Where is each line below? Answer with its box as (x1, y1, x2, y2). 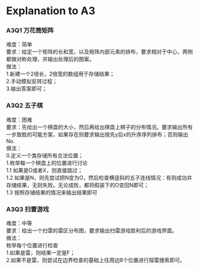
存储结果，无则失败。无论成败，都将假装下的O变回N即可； (6, 182, 149, 189)
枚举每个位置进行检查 (6, 242, 58, 249)
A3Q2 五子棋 (6, 102, 43, 110)
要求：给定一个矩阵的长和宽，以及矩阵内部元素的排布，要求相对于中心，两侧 (6, 48, 193, 56)
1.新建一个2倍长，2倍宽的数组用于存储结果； (6, 70, 115, 77)
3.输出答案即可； (6, 85, 47, 92)
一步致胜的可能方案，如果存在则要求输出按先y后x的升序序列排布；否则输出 (6, 131, 188, 138)
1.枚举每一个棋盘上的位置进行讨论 (6, 159, 88, 166)
